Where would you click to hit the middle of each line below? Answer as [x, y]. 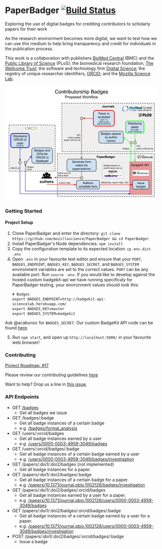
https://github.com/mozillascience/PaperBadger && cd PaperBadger [81, 239]
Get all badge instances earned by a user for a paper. [73, 495]
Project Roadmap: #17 [27, 366]
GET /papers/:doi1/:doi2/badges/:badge [52, 474]
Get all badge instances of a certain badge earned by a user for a [85, 516]
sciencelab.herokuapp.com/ [39, 304]
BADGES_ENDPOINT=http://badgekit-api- [66, 299]
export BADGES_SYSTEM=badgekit [44, 314]
